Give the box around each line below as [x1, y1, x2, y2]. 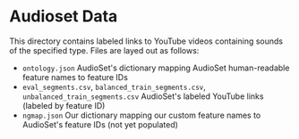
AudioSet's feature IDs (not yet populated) [21, 119, 179, 130]
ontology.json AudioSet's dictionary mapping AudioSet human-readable [21, 62, 290, 73]
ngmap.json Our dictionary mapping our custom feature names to [21, 110, 261, 120]
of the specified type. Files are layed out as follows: [9, 45, 200, 55]
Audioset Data [9, 6, 118, 27]
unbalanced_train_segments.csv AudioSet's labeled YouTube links [21, 91, 264, 102]
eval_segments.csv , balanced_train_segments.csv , [21, 81, 206, 92]
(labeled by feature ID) [21, 100, 106, 110]
